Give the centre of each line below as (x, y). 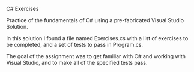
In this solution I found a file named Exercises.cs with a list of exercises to (97, 38)
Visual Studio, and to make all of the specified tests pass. (77, 63)
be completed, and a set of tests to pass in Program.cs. (74, 45)
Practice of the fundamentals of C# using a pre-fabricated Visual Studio (95, 20)
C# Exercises (23, 9)
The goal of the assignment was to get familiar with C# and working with (96, 56)
